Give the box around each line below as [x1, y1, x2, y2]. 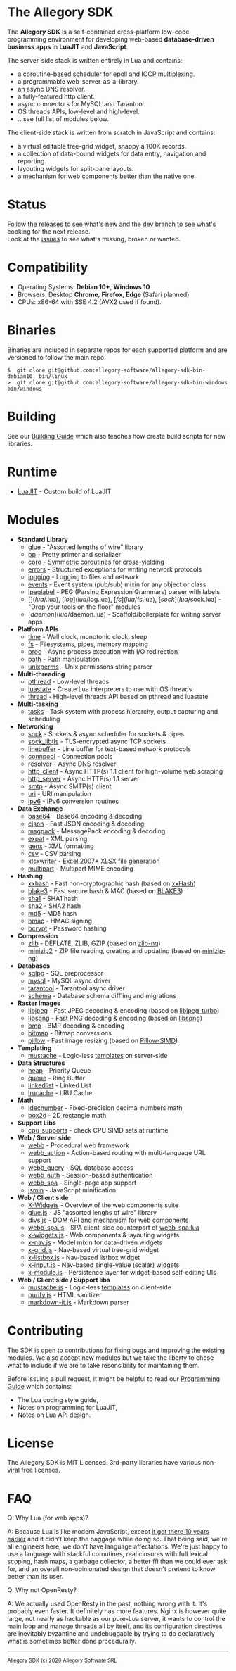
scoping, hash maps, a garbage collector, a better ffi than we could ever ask [7, 1557, 228, 1566]
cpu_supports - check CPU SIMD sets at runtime [27, 1125, 169, 1134]
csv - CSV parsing [27, 849, 81, 857]
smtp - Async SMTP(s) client [27, 782, 112, 790]
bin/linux [38, 372, 68, 380]
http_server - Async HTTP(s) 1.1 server [27, 774, 140, 783]
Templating [17, 1043, 52, 1052]
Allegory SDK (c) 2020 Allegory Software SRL [7, 1657, 117, 1665]
